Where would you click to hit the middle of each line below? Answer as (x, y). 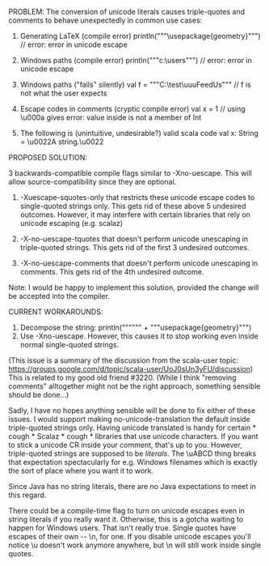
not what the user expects (63, 93)
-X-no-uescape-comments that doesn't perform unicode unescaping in (139, 263)
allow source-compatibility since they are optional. (92, 182)
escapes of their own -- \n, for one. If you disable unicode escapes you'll (130, 536)
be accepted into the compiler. (59, 296)
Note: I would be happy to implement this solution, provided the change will (134, 287)
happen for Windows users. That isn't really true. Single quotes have (122, 528)
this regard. (27, 495)
